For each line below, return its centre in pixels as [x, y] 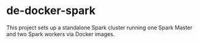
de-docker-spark [51, 11]
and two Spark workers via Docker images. [61, 34]
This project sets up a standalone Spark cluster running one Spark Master [99, 28]
